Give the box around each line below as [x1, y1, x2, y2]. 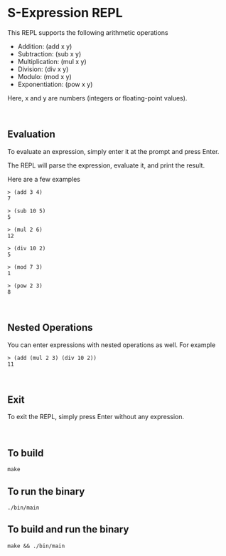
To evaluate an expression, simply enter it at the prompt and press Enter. [7, 147, 220, 155]
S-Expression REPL [7, 5, 123, 21]
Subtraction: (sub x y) [17, 49, 82, 58]
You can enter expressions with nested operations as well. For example [7, 340, 216, 349]
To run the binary [7, 485, 85, 498]
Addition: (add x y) [17, 42, 72, 51]
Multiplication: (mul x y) [17, 57, 87, 66]
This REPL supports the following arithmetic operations [7, 28, 168, 36]
